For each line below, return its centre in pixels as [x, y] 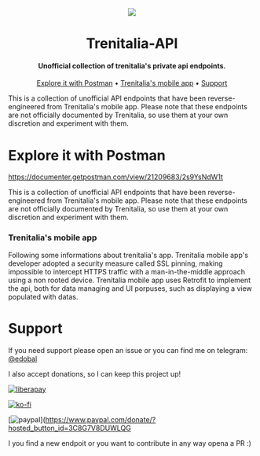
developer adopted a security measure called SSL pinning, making [115, 263]
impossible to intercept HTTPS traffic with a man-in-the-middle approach [127, 271]
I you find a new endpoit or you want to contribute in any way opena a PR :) [130, 443]
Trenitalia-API [132, 44]
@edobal [23, 359]
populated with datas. [43, 296]
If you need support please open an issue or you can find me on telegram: [128, 350]
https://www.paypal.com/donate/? [101, 419]
